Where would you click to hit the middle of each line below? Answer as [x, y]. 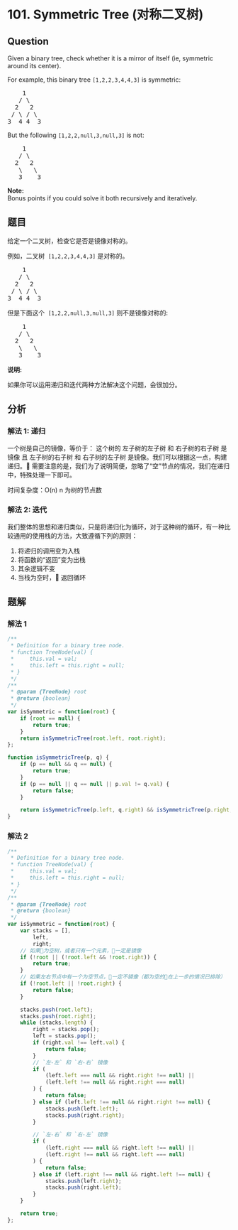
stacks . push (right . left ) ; [83, 1187]
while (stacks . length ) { [57, 1023]
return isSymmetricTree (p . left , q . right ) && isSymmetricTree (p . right [125, 810]
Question [28, 41]
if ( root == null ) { [50, 718]
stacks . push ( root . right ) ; [58, 1016]
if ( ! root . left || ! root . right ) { [71, 984]
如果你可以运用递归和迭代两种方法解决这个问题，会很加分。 [94, 384]
